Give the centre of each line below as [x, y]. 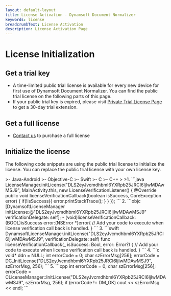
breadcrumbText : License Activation [44, 24]
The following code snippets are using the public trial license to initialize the [85, 164]
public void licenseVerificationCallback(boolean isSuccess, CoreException [83, 195]
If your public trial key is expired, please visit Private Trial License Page [87, 102]
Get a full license [32, 123]
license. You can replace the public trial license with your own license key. [83, 169]
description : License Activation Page [46, 29]
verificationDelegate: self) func [78, 239]
